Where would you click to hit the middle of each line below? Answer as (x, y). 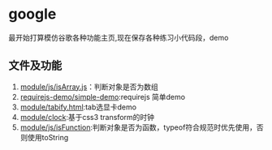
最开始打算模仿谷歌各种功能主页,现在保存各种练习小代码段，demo (119, 37)
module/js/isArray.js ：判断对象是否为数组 (89, 87)
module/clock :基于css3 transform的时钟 (87, 117)
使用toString (48, 137)
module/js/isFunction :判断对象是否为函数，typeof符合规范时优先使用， (138, 127)
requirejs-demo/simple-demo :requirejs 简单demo (102, 96)
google (32, 14)
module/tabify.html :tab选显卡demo (78, 107)
